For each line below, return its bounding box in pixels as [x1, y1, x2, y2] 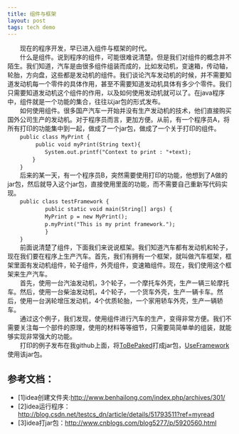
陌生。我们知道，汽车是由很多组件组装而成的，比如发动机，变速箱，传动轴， [7, 62, 232, 71]
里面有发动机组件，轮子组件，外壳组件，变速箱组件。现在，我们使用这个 [13, 261, 225, 269]
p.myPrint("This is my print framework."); [45, 221, 176, 228]
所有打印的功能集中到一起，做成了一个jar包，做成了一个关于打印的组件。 [7, 124, 221, 133]
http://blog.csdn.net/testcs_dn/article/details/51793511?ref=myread [17, 410, 215, 419]
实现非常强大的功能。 [13, 332, 76, 341]
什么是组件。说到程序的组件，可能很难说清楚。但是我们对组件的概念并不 [20, 53, 232, 61]
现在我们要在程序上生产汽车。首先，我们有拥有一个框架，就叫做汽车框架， [7, 252, 225, 261]
